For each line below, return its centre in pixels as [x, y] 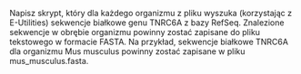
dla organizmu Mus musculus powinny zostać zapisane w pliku [127, 51]
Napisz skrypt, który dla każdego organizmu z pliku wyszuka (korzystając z [151, 13]
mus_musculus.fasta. [49, 61]
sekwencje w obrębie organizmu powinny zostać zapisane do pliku [135, 32]
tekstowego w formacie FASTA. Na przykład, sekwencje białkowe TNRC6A [149, 42]
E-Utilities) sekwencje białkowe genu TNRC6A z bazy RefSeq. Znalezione [147, 23]
